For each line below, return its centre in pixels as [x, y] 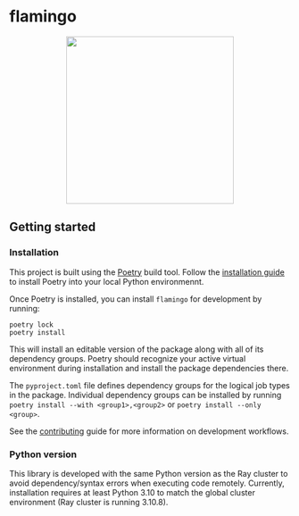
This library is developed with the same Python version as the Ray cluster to [149, 473]
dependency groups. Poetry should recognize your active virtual [128, 358]
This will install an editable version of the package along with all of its [137, 349]
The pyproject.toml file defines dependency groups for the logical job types [149, 385]
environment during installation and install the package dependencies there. [149, 368]
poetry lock [31, 325]
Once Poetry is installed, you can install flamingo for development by [136, 299]
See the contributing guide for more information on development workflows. [149, 431]
